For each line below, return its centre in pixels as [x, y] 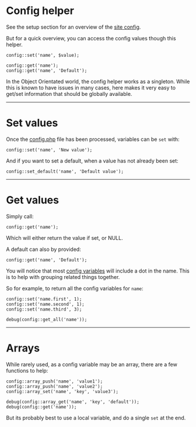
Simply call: [20, 216]
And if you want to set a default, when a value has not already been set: [92, 161]
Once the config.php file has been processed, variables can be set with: [93, 139]
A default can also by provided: [44, 249]
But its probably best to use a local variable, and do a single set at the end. [96, 418]
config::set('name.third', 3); [44, 309]
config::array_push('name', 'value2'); [55, 386]
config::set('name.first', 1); [44, 299]
